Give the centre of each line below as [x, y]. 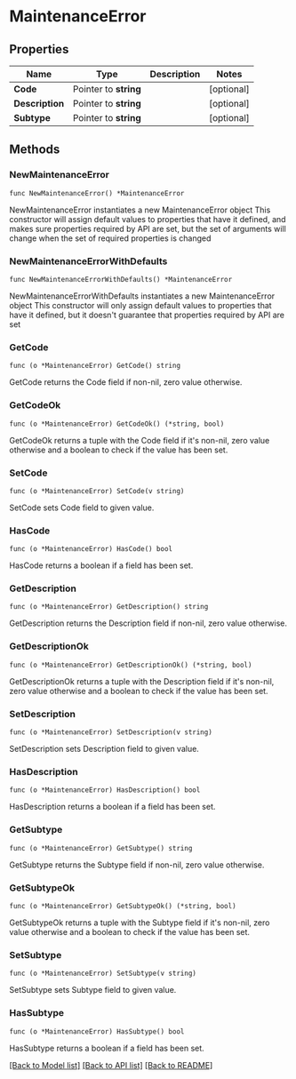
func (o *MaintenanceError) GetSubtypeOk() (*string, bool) [123, 906]
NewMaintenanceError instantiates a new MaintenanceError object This [140, 210]
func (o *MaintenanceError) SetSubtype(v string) [103, 974]
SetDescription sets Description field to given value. [104, 749]
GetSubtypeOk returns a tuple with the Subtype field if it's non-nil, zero [140, 923]
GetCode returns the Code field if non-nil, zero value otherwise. [126, 382]
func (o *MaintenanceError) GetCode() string [95, 366]
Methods [35, 150]
